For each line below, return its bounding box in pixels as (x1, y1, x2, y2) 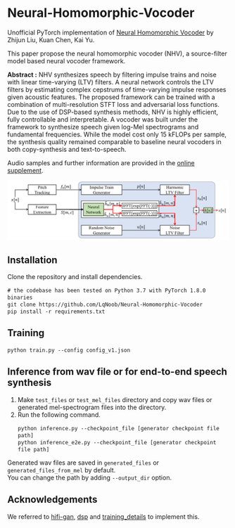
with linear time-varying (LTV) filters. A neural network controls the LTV (7, 77, 215, 86)
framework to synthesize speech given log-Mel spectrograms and (7, 122, 199, 131)
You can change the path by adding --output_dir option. (7, 473, 172, 482)
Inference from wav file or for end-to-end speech (7, 366, 227, 378)
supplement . (7, 166, 44, 174)
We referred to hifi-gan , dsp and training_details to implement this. (7, 512, 200, 521)
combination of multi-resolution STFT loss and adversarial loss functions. (7, 100, 220, 108)
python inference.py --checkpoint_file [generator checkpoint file (17, 425, 220, 432)
